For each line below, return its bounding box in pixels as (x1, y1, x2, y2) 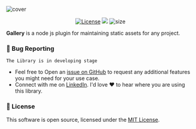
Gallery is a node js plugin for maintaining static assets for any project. (6, 30, 180, 36)
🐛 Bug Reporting (6, 44, 55, 53)
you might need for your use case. (14, 75, 100, 82)
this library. (14, 87, 43, 95)
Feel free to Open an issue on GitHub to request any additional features (14, 69, 191, 76)
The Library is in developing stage (6, 58, 97, 64)
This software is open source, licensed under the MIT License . (6, 116, 160, 123)
